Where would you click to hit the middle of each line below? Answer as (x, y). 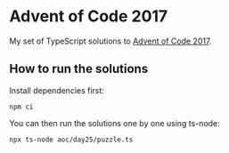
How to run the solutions (79, 69)
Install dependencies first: (57, 90)
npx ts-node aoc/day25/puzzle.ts (71, 140)
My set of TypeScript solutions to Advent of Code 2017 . (110, 41)
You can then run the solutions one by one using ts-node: (114, 123)
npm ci (21, 107)
